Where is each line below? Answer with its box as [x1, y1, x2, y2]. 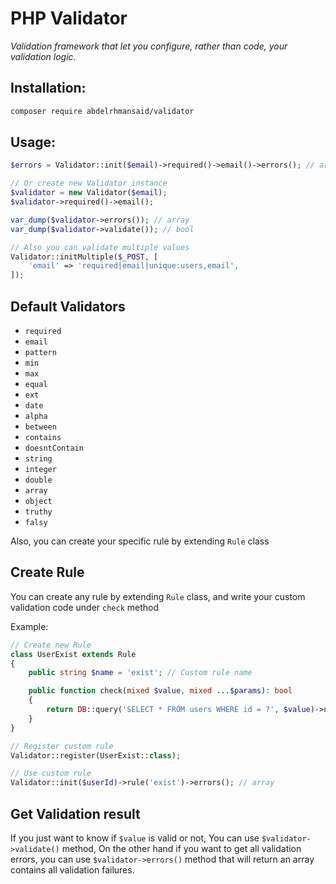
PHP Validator [10, 7, 128, 30]
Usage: [10, 134, 57, 151]
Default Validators [10, 298, 126, 315]
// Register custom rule [10, 741, 114, 751]
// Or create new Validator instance [10, 178, 168, 189]
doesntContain [24, 443, 84, 453]
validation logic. [10, 50, 77, 62]
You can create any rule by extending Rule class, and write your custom [10, 590, 306, 602]
